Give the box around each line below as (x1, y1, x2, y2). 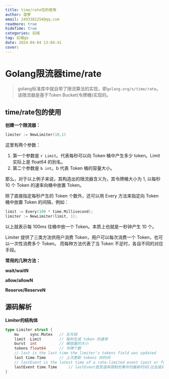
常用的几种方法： (5, 257, 41, 263)
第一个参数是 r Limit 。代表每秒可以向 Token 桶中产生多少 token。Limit (12, 153, 160, 159)
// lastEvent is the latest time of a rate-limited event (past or (14, 360, 158, 365)
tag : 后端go (5, 36, 29, 41)
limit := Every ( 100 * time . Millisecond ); (5, 209, 94, 214)
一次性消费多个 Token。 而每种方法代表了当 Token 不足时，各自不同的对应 (9, 241, 163, 246)
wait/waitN (5, 267, 29, 273)
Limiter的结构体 (5, 317, 38, 323)
